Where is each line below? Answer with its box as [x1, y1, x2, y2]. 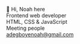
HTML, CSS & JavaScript [6, 18, 67, 25]
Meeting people [6, 24, 45, 32]
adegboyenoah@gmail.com [6, 31, 74, 38]
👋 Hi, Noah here [6, 6, 45, 12]
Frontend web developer [6, 12, 67, 19]
